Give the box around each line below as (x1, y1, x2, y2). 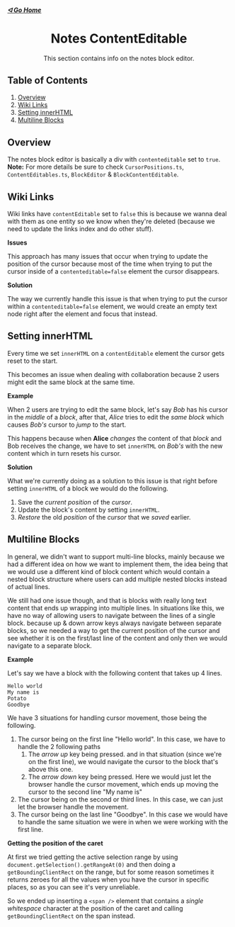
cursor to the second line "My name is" (28, 787, 143, 796)
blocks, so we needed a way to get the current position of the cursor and (7, 626, 220, 634)
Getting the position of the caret (7, 838, 104, 847)
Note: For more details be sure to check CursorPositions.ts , (7, 163, 184, 172)
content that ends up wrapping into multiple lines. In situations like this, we (7, 603, 225, 612)
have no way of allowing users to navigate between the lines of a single (7, 611, 216, 619)
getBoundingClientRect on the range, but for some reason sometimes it (7, 867, 214, 876)
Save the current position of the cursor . (17, 498, 133, 506)
